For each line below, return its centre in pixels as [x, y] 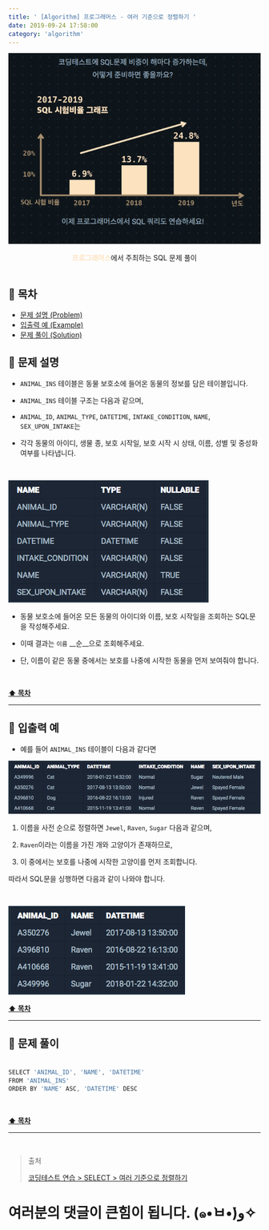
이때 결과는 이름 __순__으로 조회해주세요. [82, 643]
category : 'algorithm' [46, 34]
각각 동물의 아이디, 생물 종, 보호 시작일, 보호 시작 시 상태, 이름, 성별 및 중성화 [139, 443]
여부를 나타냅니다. [48, 453]
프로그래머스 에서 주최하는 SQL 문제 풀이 [134, 258]
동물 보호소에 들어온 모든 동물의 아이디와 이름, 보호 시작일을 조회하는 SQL [134, 616]
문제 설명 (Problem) [51, 315]
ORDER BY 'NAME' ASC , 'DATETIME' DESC [73, 1089]
